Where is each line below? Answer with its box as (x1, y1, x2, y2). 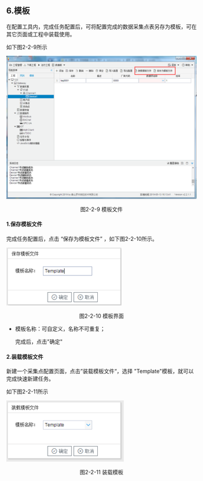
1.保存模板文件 (6, 220, 42, 228)
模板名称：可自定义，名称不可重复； (14, 326, 106, 333)
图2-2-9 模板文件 (80, 205, 123, 213)
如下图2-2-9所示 (6, 43, 48, 50)
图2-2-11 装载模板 (79, 468, 124, 476)
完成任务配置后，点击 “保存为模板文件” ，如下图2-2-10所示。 (6, 235, 158, 243)
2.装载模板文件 (6, 353, 43, 360)
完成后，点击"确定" (14, 338, 63, 345)
